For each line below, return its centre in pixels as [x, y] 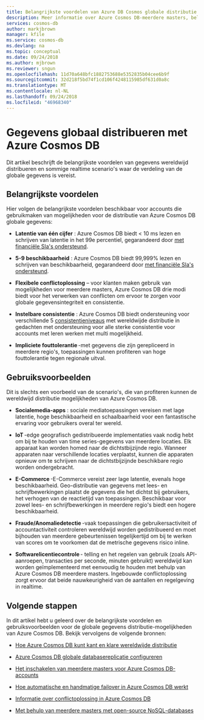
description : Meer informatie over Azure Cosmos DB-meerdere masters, [97, 18]
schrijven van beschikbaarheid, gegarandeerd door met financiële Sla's [104, 265]
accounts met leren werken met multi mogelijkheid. [79, 334]
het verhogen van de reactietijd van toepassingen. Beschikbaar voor [100, 499]
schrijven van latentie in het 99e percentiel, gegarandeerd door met [100, 240]
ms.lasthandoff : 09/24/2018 [42, 97]
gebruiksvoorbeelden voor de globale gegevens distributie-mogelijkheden [99, 627]
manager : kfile [25, 35]
